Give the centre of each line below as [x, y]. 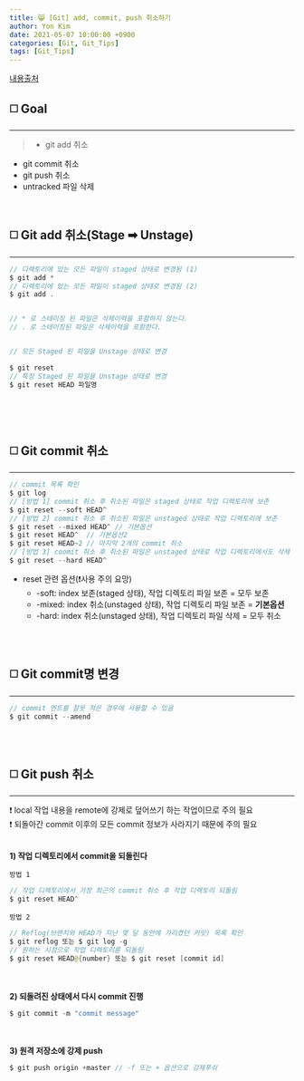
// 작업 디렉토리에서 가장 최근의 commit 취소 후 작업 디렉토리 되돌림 [123, 891]
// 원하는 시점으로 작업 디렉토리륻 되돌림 [76, 950]
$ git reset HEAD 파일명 [53, 385]
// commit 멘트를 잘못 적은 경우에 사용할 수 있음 [91, 708]
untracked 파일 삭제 [58, 186]
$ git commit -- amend [50, 717]
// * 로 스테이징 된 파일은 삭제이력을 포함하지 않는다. [99, 319]
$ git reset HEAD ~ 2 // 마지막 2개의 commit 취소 [96, 544]
